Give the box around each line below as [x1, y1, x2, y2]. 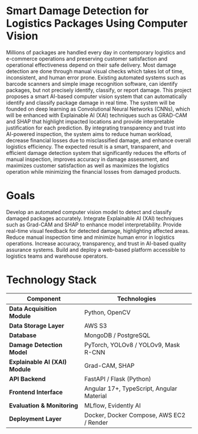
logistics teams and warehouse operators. [6, 252, 108, 260]
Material [84, 391, 107, 400]
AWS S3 [84, 321, 107, 329]
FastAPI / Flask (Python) [84, 374, 151, 383]
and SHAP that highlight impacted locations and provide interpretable [6, 118, 175, 125]
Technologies [117, 294, 156, 303]
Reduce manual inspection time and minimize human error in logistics [6, 234, 175, 241]
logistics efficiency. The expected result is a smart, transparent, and [6, 143, 171, 150]
